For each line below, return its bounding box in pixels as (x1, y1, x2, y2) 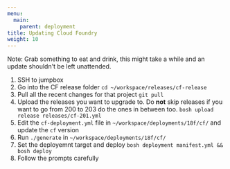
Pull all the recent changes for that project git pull (17, 91, 164, 99)
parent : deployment (19, 23, 76, 30)
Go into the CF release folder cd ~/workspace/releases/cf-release (17, 83, 207, 91)
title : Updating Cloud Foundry (7, 29, 98, 37)
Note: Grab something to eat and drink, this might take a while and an (7, 55, 206, 63)
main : (13, 17, 30, 24)
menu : (7, 10, 23, 17)
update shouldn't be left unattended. (7, 62, 112, 71)
